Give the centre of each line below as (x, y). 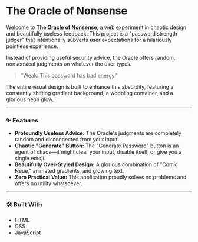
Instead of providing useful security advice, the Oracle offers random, (91, 57)
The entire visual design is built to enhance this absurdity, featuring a (90, 86)
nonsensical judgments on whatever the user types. (69, 64)
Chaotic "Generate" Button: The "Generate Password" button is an (97, 146)
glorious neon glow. (30, 99)
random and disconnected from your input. (67, 140)
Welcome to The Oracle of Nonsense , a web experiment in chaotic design (96, 27)
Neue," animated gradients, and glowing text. (70, 171)
